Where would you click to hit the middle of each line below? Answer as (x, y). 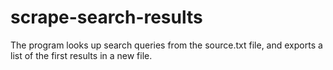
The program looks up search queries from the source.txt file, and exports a (166, 45)
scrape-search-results (106, 17)
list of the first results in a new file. (81, 55)
